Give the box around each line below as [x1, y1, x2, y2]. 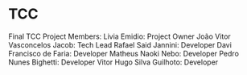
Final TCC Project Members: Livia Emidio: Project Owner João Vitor [8, 31, 231, 41]
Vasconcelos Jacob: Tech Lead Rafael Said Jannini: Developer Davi [8, 40, 232, 49]
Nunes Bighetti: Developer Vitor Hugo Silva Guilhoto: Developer [8, 57, 219, 67]
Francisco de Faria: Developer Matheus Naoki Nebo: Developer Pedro [8, 48, 240, 58]
